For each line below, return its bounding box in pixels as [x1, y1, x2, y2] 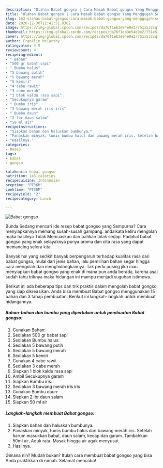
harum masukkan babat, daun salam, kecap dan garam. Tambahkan [12, 433, 148, 439]
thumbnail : [5, 30, 28, 34]
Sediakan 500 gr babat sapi [12, 332, 68, 338]
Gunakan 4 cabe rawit [12, 358, 57, 364]
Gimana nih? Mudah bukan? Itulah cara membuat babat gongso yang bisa [5, 452, 152, 458]
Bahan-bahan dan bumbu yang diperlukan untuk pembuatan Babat [5, 310, 145, 316]
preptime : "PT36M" [5, 183, 43, 188]
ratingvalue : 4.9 [5, 43, 41, 48]
